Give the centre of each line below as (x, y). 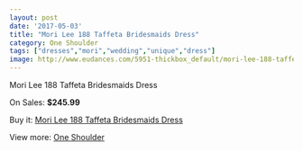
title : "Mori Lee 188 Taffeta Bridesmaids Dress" (105, 34)
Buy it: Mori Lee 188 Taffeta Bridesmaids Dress (96, 120)
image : (22, 59)
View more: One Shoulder (57, 137)
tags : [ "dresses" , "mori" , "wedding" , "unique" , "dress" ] (113, 51)
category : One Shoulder (54, 43)
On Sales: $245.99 (45, 102)
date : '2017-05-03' (46, 26)
